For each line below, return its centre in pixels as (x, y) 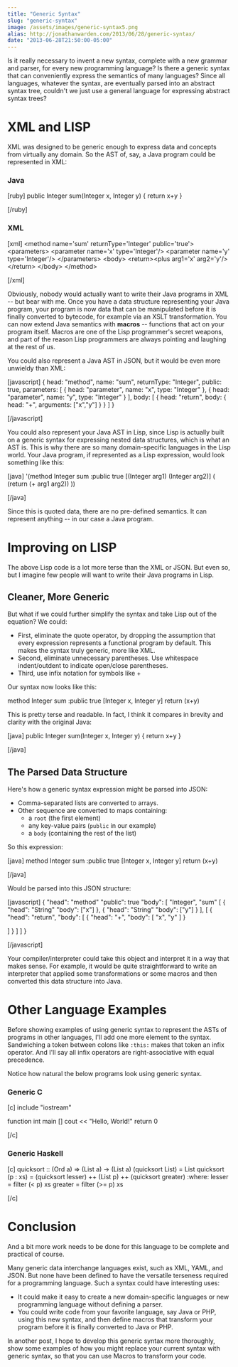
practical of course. (36, 1254)
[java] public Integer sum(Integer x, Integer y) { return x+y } (94, 736)
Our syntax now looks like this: (52, 687)
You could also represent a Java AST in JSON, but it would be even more (114, 361)
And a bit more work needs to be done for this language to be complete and (118, 1246)
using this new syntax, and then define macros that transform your (115, 1319)
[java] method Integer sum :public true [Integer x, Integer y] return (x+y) (113, 861)
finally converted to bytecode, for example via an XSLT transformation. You (117, 317)
